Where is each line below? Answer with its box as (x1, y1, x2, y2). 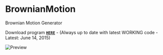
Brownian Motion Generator (5, 20, 63, 26)
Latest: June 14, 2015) (5, 35, 51, 41)
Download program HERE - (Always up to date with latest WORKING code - (5, 29, 158, 35)
